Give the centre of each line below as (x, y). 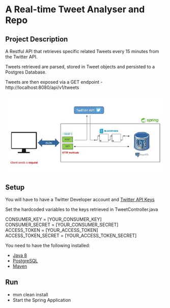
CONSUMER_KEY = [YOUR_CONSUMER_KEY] (53, 219)
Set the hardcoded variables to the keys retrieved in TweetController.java (82, 209)
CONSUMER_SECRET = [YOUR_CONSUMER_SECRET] (62, 224)
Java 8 (20, 255)
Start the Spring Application (42, 300)
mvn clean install (30, 294)
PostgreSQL (25, 260)
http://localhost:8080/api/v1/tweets (42, 87)
